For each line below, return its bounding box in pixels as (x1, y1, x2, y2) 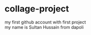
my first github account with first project (4, 19, 87, 25)
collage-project (4, 3, 69, 14)
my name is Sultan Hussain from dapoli (4, 24, 84, 30)
